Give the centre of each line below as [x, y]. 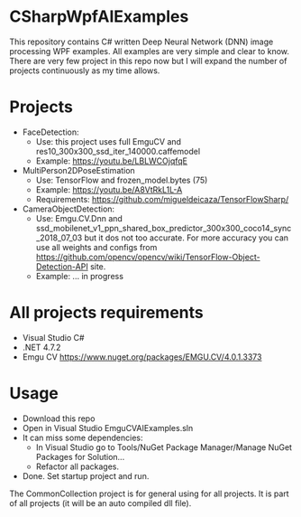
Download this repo [59, 418]
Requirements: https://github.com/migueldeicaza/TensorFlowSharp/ [162, 199]
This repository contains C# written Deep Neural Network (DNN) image [141, 42]
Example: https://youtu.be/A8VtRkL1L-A [109, 189]
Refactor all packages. [78, 466]
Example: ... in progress [80, 276]
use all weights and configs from [96, 247]
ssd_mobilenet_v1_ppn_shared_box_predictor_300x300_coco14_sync [164, 228]
